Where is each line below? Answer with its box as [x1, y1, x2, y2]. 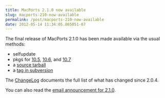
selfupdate [12, 51, 36, 57]
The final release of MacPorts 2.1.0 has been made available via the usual [5, 36, 160, 42]
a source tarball [12, 62, 46, 68]
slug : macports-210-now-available [5, 12, 79, 17]
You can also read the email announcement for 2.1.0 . [5, 87, 116, 93]
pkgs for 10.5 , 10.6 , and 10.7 [12, 57, 71, 63]
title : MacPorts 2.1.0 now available [5, 7, 86, 13]
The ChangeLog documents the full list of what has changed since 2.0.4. [5, 77, 159, 83]
